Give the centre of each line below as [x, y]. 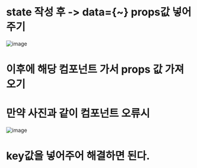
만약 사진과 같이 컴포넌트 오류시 [78, 114]
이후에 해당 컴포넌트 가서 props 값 [85, 70]
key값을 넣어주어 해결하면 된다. [78, 156]
